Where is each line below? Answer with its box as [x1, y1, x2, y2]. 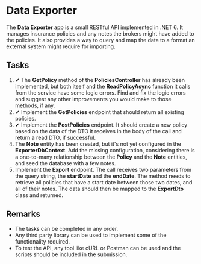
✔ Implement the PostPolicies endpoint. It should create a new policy [14, 121, 188, 128]
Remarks [6, 209, 41, 219]
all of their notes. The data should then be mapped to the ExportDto [14, 185, 184, 192]
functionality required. [14, 237, 70, 245]
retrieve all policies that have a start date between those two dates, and [14, 178, 193, 186]
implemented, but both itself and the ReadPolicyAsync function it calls [14, 83, 191, 90]
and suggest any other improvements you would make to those [14, 95, 172, 102]
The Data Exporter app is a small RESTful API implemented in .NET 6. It [6, 24, 184, 31]
